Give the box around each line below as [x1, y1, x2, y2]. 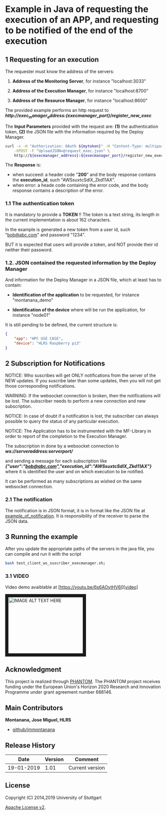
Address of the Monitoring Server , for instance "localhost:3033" [12, 78, 146, 84]
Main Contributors [5, 704, 63, 712]
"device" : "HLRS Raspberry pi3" [14, 341, 81, 346]
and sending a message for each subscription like [5, 458, 107, 464]
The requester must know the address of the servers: [5, 68, 114, 74]
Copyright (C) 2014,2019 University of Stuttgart [5, 795, 102, 801]
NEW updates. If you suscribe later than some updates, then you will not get [5, 378, 161, 384]
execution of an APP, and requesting [5, 14, 159, 25]
